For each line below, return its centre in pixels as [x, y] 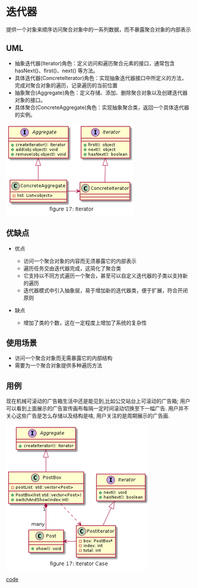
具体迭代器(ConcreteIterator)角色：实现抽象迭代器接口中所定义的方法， [101, 78]
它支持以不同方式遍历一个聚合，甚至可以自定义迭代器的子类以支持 [103, 275]
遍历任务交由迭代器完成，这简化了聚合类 [72, 268]
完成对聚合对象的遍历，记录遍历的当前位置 [66, 85]
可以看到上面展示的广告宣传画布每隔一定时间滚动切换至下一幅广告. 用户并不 [97, 409]
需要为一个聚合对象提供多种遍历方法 [58, 366]
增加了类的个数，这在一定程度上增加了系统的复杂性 [85, 323]
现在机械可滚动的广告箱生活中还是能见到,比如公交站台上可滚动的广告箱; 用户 [98, 401]
